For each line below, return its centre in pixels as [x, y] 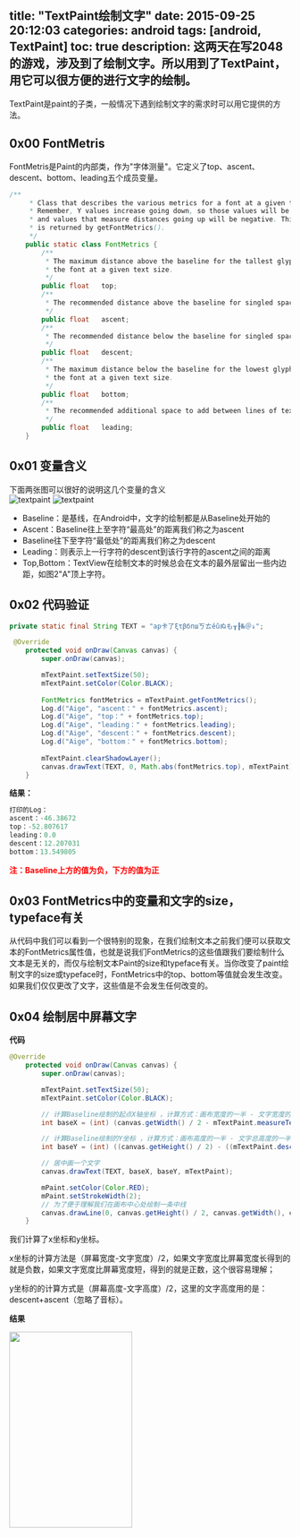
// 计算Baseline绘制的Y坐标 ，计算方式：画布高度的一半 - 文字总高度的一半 [167, 1139]
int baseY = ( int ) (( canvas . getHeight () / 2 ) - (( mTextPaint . [159, 1147]
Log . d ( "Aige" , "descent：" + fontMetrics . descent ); [139, 734]
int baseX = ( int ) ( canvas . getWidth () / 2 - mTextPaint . [150, 1122]
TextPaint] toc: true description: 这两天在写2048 [146, 47]
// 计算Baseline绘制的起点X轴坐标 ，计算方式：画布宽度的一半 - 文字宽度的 [167, 1114]
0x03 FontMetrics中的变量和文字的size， [125, 902]
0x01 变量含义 [48, 466]
